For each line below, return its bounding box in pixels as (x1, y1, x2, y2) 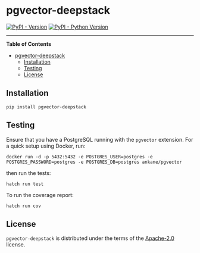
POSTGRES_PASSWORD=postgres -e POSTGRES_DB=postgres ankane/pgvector (6, 159, 183, 165)
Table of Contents (6, 40, 52, 48)
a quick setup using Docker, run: (6, 142, 86, 149)
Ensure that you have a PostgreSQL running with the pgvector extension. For (6, 136, 193, 143)
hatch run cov (6, 203, 42, 209)
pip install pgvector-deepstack (6, 104, 86, 110)
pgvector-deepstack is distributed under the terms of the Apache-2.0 (6, 235, 174, 242)
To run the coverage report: (6, 191, 74, 198)
